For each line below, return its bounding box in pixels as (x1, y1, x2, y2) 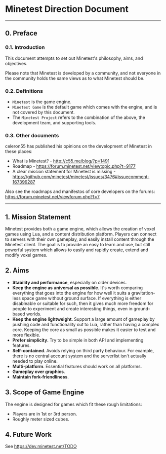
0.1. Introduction (5, 44, 45, 51)
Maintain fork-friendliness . (12, 374, 69, 379)
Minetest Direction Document (5, 3, 128, 15)
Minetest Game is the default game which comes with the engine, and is (12, 104, 157, 110)
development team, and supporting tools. (12, 119, 96, 125)
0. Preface (5, 29, 38, 38)
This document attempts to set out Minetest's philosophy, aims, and (5, 55, 143, 61)
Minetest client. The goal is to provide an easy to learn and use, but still (5, 242, 151, 248)
